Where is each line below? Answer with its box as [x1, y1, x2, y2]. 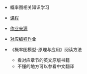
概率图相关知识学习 [9, 4, 50, 10]
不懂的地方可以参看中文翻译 [17, 64, 75, 69]
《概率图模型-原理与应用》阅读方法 [9, 47, 82, 52]
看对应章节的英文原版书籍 [17, 57, 70, 63]
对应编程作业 [9, 36, 36, 42]
